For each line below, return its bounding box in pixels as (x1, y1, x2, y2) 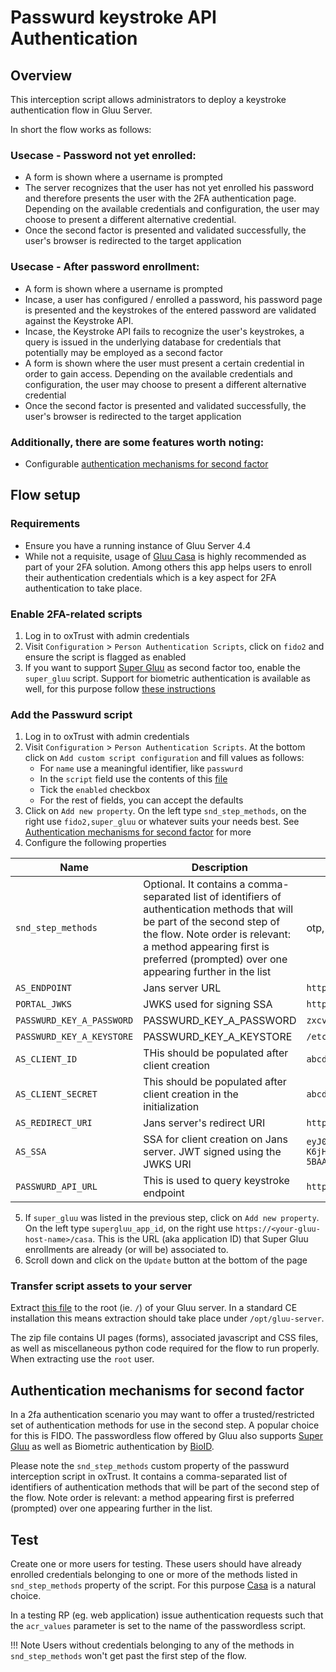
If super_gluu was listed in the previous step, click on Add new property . (24, 1212, 320, 1224)
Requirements (10, 517, 81, 531)
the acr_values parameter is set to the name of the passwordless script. (10, 1620, 307, 1632)
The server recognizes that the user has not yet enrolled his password (24, 182, 315, 194)
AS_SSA (15, 1146, 47, 1158)
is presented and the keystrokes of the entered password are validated (24, 304, 317, 316)
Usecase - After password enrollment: (10, 260, 200, 274)
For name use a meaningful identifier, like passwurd (39, 762, 243, 775)
